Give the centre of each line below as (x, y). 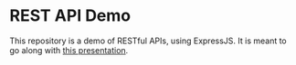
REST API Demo (70, 16)
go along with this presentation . (69, 50)
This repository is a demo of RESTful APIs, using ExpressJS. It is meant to (148, 41)
